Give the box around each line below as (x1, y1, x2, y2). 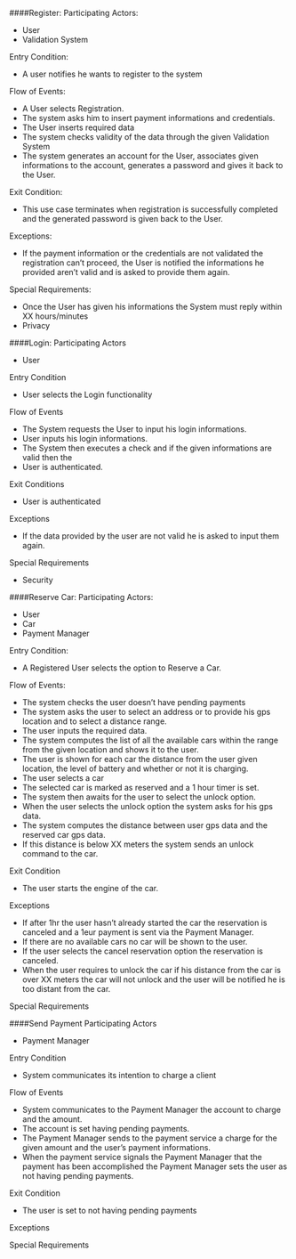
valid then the (21, 452, 73, 462)
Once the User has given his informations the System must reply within (21, 302, 283, 312)
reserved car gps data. (21, 830, 106, 840)
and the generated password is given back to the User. (21, 214, 224, 223)
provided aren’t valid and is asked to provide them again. (21, 267, 230, 277)
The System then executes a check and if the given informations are (21, 443, 273, 453)
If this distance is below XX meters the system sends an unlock (21, 839, 254, 849)
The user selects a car (21, 773, 105, 783)
